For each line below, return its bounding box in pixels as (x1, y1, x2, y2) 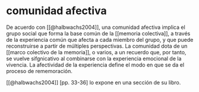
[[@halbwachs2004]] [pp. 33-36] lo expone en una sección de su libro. (6, 78, 181, 86)
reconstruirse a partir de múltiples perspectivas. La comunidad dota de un (6, 42, 188, 50)
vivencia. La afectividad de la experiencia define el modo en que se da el (6, 61, 185, 68)
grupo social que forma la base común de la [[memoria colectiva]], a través (6, 29, 191, 37)
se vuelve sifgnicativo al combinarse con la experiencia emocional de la (6, 55, 182, 62)
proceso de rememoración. (6, 67, 73, 74)
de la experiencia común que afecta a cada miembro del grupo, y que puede (6, 36, 194, 43)
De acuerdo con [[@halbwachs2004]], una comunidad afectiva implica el (6, 24, 185, 31)
